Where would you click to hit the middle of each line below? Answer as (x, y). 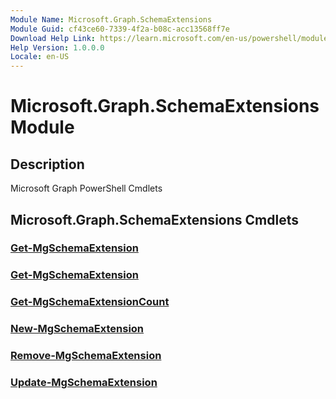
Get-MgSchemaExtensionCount (90, 302)
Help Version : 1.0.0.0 (57, 47)
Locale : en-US (40, 57)
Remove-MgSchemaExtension (86, 356)
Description (47, 164)
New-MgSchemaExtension (77, 329)
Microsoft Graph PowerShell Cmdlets (86, 188)
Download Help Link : (53, 38)
